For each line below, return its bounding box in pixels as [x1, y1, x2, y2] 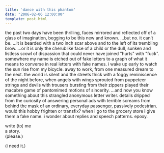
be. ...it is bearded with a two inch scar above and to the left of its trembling [5, 40, 158, 46]
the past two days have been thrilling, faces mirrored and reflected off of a [5, 30, 156, 36]
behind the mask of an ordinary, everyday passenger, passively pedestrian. [5, 103, 157, 109]
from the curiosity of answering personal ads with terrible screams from [5, 98, 151, 104]
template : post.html [5, 16, 48, 21]
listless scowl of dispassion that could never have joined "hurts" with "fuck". [5, 51, 160, 57]
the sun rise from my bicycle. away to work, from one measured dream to [5, 66, 154, 72]
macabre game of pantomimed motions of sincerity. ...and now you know [5, 87, 153, 93]
